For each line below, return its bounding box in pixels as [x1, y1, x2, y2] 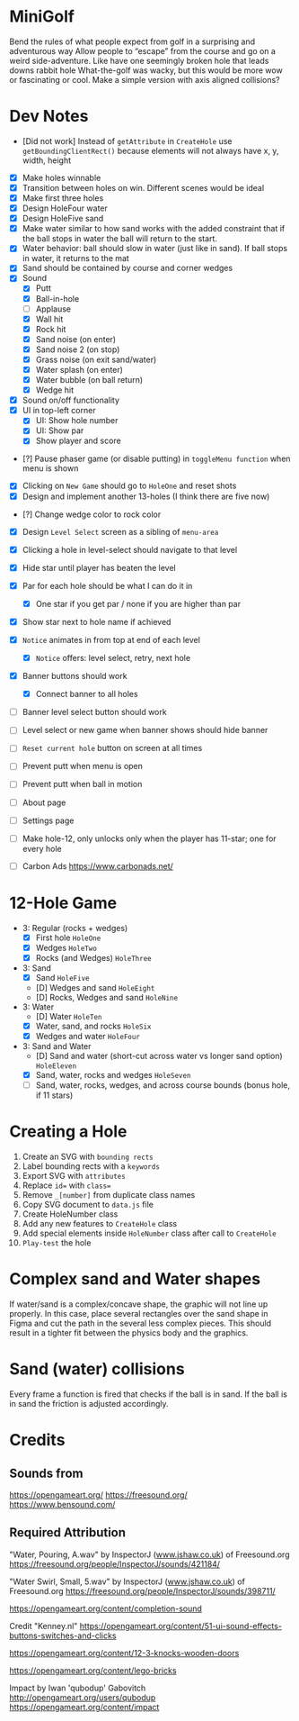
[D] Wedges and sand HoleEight [35, 982, 155, 992]
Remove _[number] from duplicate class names [22, 1190, 196, 1200]
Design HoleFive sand [22, 213, 104, 224]
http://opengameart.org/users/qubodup [9, 1691, 156, 1703]
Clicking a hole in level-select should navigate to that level [22, 544, 238, 555]
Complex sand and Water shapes [9, 1269, 261, 1290]
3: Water [22, 1001, 55, 1012]
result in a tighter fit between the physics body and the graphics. [9, 1327, 249, 1338]
